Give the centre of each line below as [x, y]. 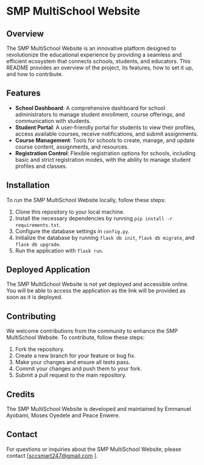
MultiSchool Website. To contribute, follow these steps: [76, 337]
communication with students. [53, 121]
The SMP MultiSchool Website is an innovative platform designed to [91, 48]
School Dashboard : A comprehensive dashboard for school [90, 108]
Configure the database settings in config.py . [72, 231]
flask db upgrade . [38, 244]
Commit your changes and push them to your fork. [78, 369]
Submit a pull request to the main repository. [71, 375]
